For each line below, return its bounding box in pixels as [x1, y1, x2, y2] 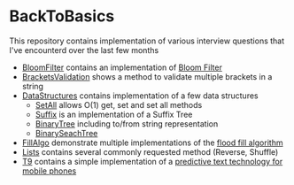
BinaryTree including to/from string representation [35, 118, 219, 129]
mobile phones [21, 166, 77, 176]
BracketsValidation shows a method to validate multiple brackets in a [21, 71, 273, 81]
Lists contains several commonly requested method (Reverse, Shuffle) [21, 146, 279, 157]
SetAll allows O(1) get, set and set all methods [35, 99, 203, 110]
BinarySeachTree [35, 127, 98, 138]
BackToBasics [9, 6, 115, 27]
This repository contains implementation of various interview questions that [9, 35, 285, 46]
